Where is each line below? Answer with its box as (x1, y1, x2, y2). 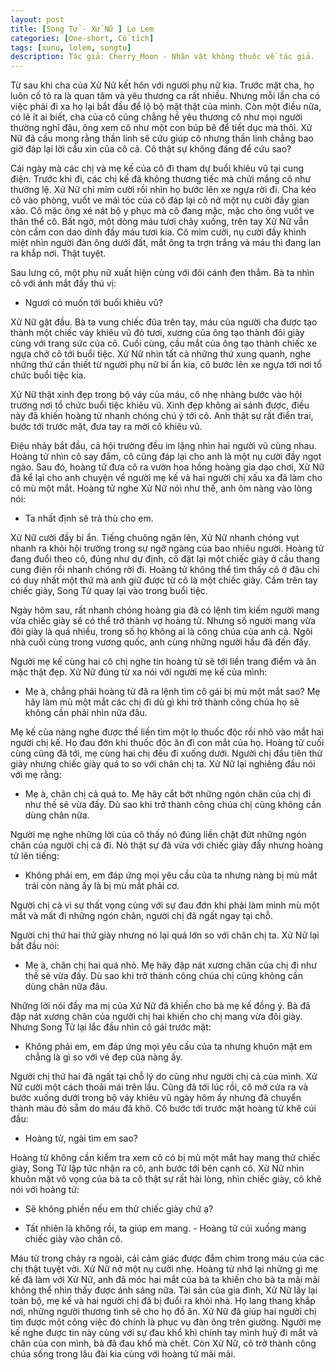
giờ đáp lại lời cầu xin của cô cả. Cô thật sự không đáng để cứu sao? (10, 143, 292, 155)
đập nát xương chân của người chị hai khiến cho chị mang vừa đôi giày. (10, 1011, 303, 1023)
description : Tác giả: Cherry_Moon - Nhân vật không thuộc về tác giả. (10, 52, 315, 62)
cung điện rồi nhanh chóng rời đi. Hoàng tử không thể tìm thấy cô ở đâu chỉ (10, 564, 320, 576)
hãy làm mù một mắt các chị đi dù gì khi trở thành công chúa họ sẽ (24, 696, 300, 708)
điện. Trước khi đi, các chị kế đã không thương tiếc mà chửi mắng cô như (10, 173, 312, 185)
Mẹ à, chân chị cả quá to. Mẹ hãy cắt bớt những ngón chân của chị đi (24, 788, 312, 800)
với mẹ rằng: (10, 769, 62, 781)
